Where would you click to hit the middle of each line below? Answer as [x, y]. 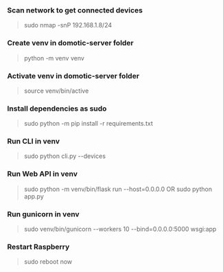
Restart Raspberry [38, 247]
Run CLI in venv [34, 141]
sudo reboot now [48, 262]
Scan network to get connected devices [75, 10]
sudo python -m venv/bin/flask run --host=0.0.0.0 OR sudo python [118, 189]
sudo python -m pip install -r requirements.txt [88, 124]
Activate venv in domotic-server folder [73, 76]
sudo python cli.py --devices [65, 156]
